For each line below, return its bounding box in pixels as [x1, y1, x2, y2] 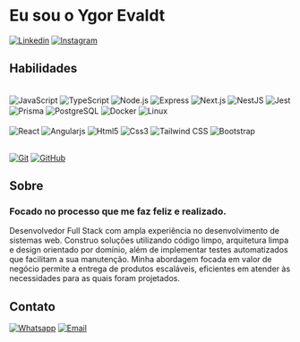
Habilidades [9, 61, 78, 76]
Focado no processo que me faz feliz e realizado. [9, 205, 227, 218]
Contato [9, 299, 56, 314]
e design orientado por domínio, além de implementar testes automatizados [9, 244, 288, 255]
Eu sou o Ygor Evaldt [9, 5, 166, 26]
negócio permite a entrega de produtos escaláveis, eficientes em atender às [9, 263, 291, 274]
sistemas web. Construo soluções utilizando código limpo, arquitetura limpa [9, 235, 289, 246]
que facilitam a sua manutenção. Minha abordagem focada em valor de [9, 254, 272, 265]
